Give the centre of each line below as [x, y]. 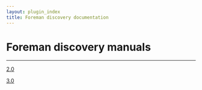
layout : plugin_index [33, 12]
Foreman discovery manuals [79, 47]
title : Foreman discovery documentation [58, 17]
